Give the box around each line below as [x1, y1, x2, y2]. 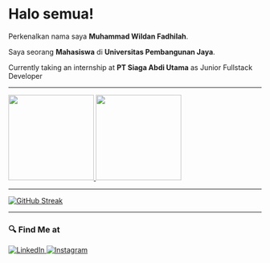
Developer [8, 71, 43, 80]
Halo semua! [8, 5, 94, 23]
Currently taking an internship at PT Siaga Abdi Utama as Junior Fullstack [8, 62, 253, 72]
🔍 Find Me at [8, 224, 60, 235]
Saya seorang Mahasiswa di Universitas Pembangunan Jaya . [8, 47, 215, 56]
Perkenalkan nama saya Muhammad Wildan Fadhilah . [8, 31, 189, 41]
